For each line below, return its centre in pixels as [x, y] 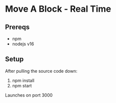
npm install [23, 80]
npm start [22, 85]
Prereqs [17, 27]
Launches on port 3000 [29, 95]
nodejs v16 [23, 44]
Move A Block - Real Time [58, 9]
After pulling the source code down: [41, 71]
